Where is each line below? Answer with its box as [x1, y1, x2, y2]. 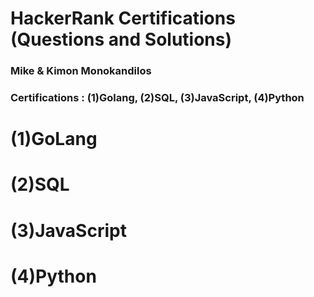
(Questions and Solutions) [10, 28, 233, 51]
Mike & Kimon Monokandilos [10, 64, 152, 78]
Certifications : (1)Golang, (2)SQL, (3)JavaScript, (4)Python [10, 91, 305, 105]
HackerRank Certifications [10, 7, 236, 30]
